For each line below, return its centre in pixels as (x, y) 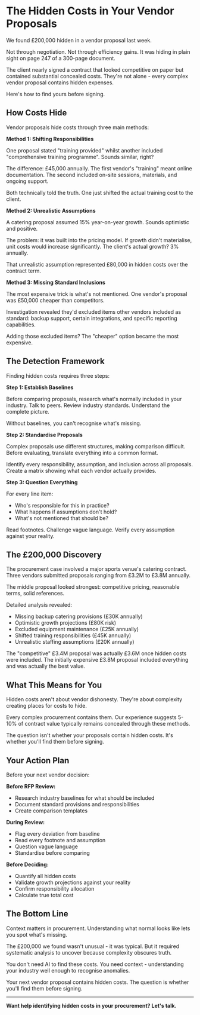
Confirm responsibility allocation (54, 889)
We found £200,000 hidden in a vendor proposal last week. (79, 40)
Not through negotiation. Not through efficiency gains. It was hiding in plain (98, 51)
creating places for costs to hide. (47, 706)
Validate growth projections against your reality (73, 882)
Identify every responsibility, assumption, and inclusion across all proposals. (100, 464)
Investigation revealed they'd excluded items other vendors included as (94, 311)
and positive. (22, 228)
